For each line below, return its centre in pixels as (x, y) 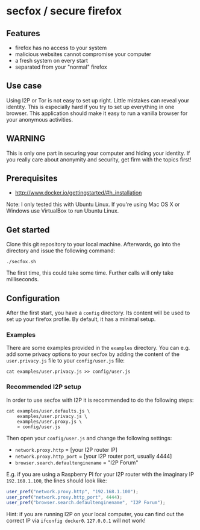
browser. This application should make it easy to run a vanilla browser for (97, 113)
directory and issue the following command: (61, 251)
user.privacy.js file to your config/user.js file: (65, 361)
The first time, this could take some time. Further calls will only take (90, 273)
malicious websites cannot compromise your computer (83, 54)
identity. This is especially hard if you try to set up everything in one (90, 107)
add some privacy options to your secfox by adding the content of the (93, 354)
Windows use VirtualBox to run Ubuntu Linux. (63, 211)
